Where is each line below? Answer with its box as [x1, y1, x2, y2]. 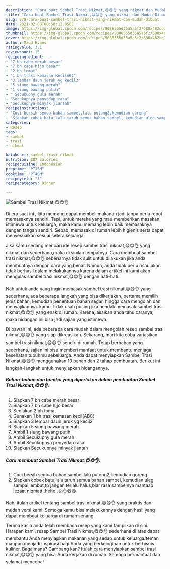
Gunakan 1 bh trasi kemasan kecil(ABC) [13, 413, 95, 419]
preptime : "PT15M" [6, 166, 44, 172]
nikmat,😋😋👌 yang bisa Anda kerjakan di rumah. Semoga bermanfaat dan [6, 552, 160, 558]
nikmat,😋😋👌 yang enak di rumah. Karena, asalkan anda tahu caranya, [6, 309, 154, 315]
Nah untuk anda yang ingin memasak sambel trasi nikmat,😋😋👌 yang [6, 286, 151, 292]
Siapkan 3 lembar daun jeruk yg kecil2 [13, 418, 93, 424]
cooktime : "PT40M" [6, 171, 44, 177]
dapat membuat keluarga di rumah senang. [6, 513, 95, 519]
